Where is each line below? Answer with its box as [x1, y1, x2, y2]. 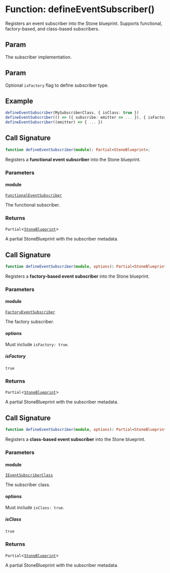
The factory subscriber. [5, 318, 54, 324]
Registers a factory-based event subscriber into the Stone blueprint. [5, 273, 150, 279]
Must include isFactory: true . [5, 342, 69, 348]
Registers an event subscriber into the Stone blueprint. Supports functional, [5, 20, 163, 26]
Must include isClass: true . [5, 504, 64, 511]
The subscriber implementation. [5, 54, 72, 60]
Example [5, 96, 33, 105]
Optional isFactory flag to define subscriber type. [5, 82, 109, 88]
